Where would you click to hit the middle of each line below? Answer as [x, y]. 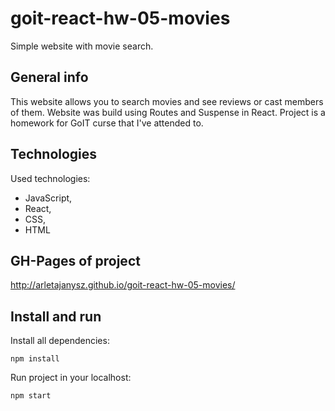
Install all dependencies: [60, 341]
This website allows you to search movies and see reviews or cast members [167, 101]
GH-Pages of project [75, 260]
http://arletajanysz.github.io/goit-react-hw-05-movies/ [123, 285]
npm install [35, 359]
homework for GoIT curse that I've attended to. [107, 123]
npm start [31, 396]
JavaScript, [48, 198]
